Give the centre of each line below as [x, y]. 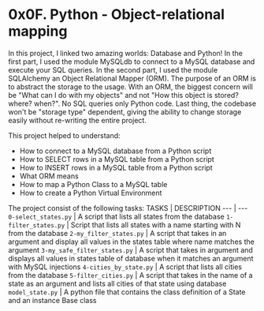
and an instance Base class [52, 300]
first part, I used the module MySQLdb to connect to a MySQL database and [132, 62]
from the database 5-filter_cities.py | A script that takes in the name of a [131, 275]
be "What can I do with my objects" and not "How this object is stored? [123, 95]
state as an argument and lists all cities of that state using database [117, 283]
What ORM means [49, 176]
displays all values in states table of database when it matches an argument [131, 258]
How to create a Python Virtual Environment [91, 193]
